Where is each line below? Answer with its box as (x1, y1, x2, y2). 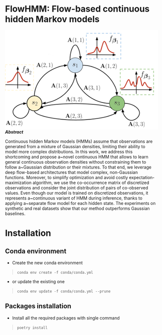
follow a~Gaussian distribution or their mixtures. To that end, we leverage (5, 164, 152, 170)
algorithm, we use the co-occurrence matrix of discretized (32, 180, 149, 185)
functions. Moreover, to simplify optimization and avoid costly (5, 175, 129, 181)
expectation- (129, 175, 155, 181)
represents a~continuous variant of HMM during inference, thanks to (5, 195, 143, 201)
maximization (5, 180, 32, 185)
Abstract (5, 129, 23, 135)
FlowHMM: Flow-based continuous (5, 3, 150, 15)
